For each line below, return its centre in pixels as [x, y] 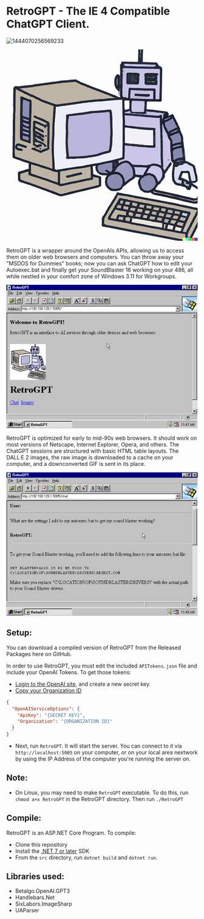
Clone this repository [41, 844]
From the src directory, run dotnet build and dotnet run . [86, 857]
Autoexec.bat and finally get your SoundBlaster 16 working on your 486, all [100, 270]
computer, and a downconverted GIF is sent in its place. [76, 463]
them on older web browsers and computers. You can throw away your [95, 257]
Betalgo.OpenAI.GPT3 [42, 891]
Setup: [19, 633]
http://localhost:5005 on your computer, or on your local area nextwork [107, 752]
